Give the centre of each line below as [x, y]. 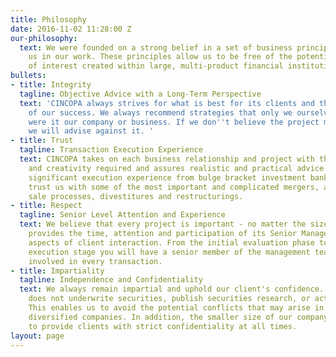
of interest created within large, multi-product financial [156, 66]
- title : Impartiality [57, 271]
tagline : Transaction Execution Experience [111, 150]
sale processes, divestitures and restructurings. [136, 196]
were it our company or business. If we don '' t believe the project [174, 122]
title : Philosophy [48, 19]
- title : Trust [42, 141]
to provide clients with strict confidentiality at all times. [163, 326]
